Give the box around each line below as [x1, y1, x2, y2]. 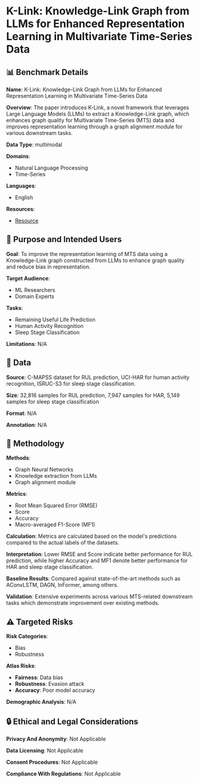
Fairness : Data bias [14, 674, 63, 681]
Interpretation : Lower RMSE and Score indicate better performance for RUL [6, 550, 193, 558]
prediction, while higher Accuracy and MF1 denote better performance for [6, 557, 188, 564]
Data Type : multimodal [6, 141, 63, 148]
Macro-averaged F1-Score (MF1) [14, 521, 96, 528]
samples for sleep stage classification [6, 397, 100, 405]
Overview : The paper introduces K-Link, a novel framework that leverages [6, 104, 189, 111]
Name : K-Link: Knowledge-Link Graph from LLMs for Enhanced [6, 86, 163, 93]
